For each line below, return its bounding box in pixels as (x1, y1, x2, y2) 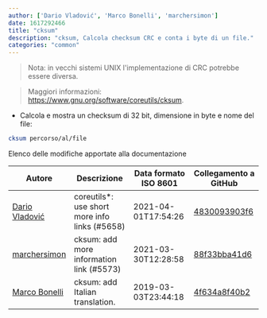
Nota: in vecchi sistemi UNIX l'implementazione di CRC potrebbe (27, 63, 240, 72)
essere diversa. (27, 72, 79, 81)
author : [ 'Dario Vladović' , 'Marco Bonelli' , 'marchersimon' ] (8, 11, 219, 20)
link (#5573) (74, 264, 122, 274)
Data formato (133, 168, 185, 179)
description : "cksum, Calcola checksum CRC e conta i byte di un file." (8, 33, 254, 42)
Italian (74, 287, 97, 297)
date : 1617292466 (8, 19, 66, 27)
